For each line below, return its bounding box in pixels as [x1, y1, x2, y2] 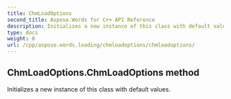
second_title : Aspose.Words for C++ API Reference [7, 16, 155, 23]
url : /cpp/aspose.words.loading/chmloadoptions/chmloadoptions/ [7, 42, 195, 48]
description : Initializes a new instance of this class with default [7, 23, 211, 29]
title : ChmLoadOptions [7, 10, 72, 17]
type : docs [7, 29, 38, 36]
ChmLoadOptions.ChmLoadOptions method [7, 67, 200, 79]
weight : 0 [7, 36, 36, 42]
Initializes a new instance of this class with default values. [7, 85, 170, 93]
